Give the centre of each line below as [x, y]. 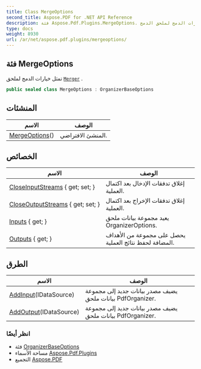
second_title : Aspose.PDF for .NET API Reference [69, 17]
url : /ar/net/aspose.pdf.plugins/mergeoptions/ [67, 40]
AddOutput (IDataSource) [44, 312]
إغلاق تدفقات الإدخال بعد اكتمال [145, 184]
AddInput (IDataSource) [42, 295]
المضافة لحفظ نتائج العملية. [140, 242]
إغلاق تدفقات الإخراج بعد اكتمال [145, 200]
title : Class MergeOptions [40, 12]
